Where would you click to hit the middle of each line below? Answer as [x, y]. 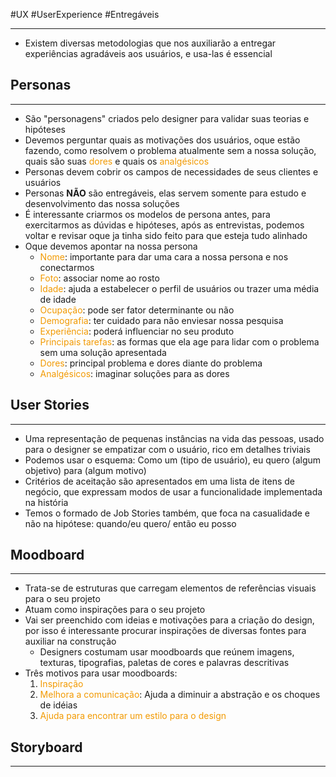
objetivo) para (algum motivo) [85, 470]
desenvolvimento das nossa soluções [102, 203]
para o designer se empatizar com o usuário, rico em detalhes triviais [167, 449]
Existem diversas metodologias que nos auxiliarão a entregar [150, 43]
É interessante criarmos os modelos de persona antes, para [147, 214]
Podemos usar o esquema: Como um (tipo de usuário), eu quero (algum [173, 460]
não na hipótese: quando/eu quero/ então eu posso [130, 523]
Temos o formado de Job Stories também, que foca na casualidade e [167, 513]
